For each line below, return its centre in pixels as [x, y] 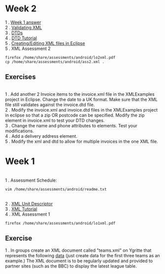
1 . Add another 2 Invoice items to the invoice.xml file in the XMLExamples [80, 94]
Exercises [20, 77]
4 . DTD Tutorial [21, 38]
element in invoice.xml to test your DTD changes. [55, 120]
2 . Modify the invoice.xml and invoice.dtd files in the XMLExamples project [81, 110]
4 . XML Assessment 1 [28, 214]
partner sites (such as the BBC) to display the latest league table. [71, 266]
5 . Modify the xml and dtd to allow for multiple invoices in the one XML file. [82, 141]
